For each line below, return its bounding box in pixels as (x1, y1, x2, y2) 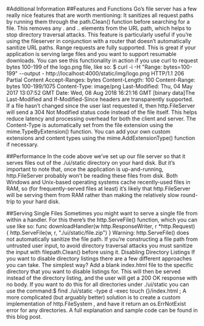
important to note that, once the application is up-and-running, (6, 165, 164, 173)
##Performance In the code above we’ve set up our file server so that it (6, 153, 186, 160)
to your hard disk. (16, 198, 60, 205)
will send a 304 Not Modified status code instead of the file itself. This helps (6, 109, 197, 116)
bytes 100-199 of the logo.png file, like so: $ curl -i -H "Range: (6, 63, 163, 71)
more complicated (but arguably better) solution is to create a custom (6, 294, 181, 300)
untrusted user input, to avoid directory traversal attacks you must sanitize (6, 242, 193, 249)
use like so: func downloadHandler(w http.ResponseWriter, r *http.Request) (6, 223, 195, 230)
